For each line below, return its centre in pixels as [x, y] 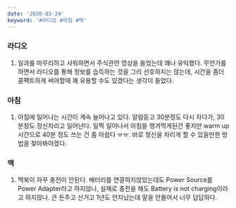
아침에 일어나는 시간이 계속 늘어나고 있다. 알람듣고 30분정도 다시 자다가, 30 [121, 117]
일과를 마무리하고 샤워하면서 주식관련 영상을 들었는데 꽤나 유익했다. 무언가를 [122, 63]
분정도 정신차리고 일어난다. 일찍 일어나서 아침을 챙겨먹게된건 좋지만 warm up [123, 126]
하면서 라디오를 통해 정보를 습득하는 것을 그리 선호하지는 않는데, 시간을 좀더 [121, 72]
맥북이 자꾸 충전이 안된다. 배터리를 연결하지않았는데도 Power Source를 [115, 180]
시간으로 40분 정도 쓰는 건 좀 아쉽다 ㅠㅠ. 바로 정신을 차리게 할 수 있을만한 [119, 135]
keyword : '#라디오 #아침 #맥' [47, 20]
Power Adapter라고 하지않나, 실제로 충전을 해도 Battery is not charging [117, 189]
